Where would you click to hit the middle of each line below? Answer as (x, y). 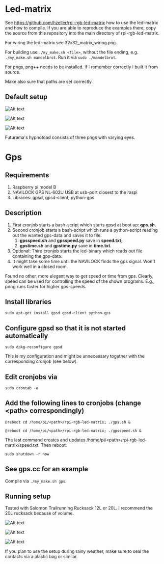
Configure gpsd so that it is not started (66, 328)
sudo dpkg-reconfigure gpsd (34, 347)
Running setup (28, 497)
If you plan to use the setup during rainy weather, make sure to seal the (77, 551)
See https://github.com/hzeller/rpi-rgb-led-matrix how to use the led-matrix (82, 23)
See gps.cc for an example (47, 469)
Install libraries (28, 302)
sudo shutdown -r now (27, 454)
